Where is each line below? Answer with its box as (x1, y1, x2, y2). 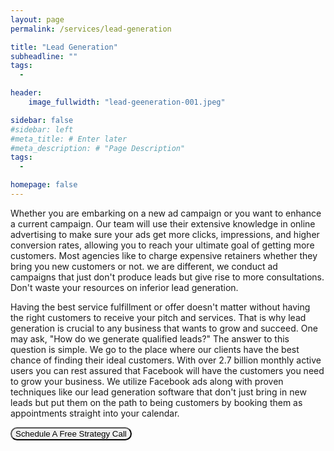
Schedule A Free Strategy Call (15, 428, 127, 439)
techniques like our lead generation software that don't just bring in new (10, 386, 307, 398)
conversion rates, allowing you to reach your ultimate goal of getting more (10, 239, 315, 251)
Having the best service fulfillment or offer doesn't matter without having (10, 301, 311, 313)
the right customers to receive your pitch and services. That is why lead (10, 311, 307, 323)
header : (10, 88, 43, 98)
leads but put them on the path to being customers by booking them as (10, 396, 303, 408)
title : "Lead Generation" (10, 42, 118, 52)
